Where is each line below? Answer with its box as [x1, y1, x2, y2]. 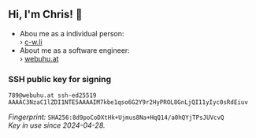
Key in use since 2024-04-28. [8, 121, 106, 130]
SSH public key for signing [8, 73, 112, 84]
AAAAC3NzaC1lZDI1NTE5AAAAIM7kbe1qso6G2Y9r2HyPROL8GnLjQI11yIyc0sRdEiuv [8, 99, 248, 106]
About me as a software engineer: [19, 45, 130, 55]
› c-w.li [19, 37, 43, 47]
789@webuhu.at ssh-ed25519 [8, 91, 97, 99]
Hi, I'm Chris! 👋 [8, 8, 83, 21]
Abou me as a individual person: [19, 28, 124, 38]
